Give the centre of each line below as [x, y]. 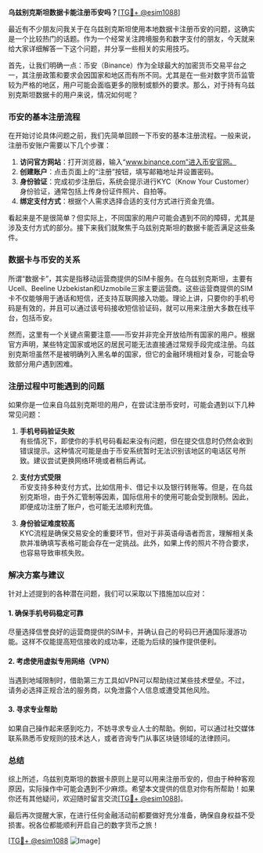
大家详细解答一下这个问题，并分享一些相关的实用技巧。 [104, 49]
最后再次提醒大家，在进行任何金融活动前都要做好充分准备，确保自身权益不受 [131, 815]
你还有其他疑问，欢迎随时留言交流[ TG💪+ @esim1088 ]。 [98, 799]
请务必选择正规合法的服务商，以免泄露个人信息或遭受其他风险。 [111, 690]
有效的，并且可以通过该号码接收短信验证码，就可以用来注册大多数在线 [135, 308]
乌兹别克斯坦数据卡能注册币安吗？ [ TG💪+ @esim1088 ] [94, 12]
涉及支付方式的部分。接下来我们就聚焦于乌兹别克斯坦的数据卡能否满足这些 [128, 228]
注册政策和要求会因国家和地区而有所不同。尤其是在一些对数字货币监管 [142, 75]
